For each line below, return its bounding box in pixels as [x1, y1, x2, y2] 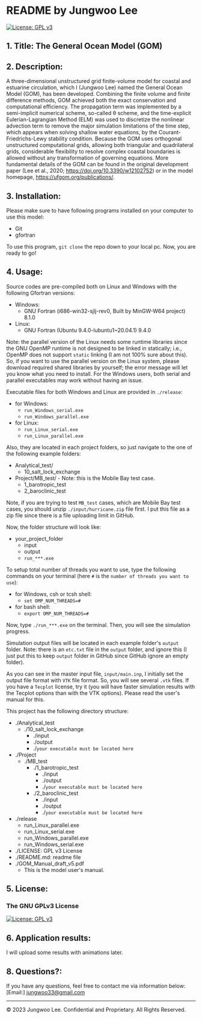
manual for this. [6, 696, 45, 703]
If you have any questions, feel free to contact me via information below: [6, 982, 186, 989]
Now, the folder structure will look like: [6, 523, 101, 531]
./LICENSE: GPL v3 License [14, 847, 83, 854]
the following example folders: [6, 450, 81, 457]
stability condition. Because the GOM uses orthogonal [47, 135, 182, 142]
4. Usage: [6, 267, 43, 277]
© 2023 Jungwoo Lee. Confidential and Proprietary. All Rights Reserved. [6, 1006, 186, 1014]
